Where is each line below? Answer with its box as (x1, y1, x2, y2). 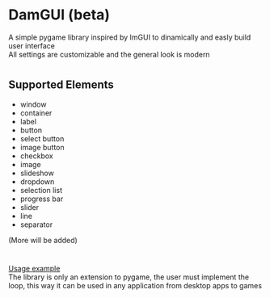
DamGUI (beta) (8, 6, 111, 24)
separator (19, 220, 53, 229)
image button (19, 142, 65, 152)
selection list (19, 185, 63, 195)
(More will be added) (8, 235, 78, 245)
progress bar (19, 194, 64, 204)
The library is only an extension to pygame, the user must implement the (8, 272, 249, 282)
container (19, 107, 53, 118)
